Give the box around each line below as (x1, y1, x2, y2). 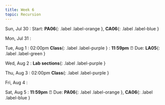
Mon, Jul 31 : (5, 35, 31, 41)
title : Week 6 (5, 7, 35, 12)
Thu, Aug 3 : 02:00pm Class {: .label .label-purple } (5, 70, 109, 76)
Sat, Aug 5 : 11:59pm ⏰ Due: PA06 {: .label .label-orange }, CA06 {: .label (5, 89, 153, 95)
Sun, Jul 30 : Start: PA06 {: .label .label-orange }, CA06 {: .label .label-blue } (5, 25, 159, 31)
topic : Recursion (5, 12, 41, 17)
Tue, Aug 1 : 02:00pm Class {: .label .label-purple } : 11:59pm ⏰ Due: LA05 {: (5, 45, 160, 51)
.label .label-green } (5, 50, 46, 56)
